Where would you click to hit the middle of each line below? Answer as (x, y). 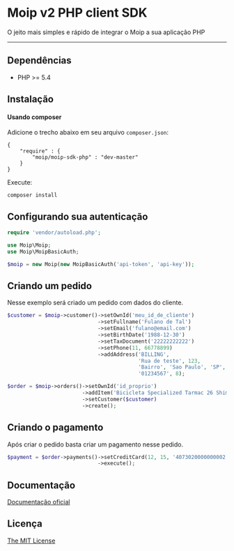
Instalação (31, 99)
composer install (32, 195)
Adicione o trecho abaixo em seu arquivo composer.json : (88, 132)
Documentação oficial (39, 502)
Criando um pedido (50, 286)
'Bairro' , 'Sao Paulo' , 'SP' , (182, 367)
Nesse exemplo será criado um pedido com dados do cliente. (95, 303)
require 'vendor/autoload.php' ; (54, 233)
